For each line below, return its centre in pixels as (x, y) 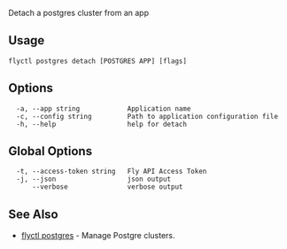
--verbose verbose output (107, 187)
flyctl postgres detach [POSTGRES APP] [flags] (98, 61)
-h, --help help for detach (102, 124)
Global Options (50, 151)
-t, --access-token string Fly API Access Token (112, 172)
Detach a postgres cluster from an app (79, 13)
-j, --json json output (94, 179)
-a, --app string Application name (104, 109)
